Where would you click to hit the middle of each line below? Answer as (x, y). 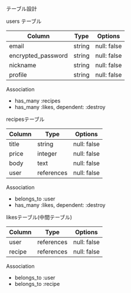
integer (47, 154)
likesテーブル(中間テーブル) (39, 217)
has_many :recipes (37, 101)
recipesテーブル (25, 119)
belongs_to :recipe (37, 284)
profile (18, 75)
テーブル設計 (22, 9)
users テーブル (24, 21)
